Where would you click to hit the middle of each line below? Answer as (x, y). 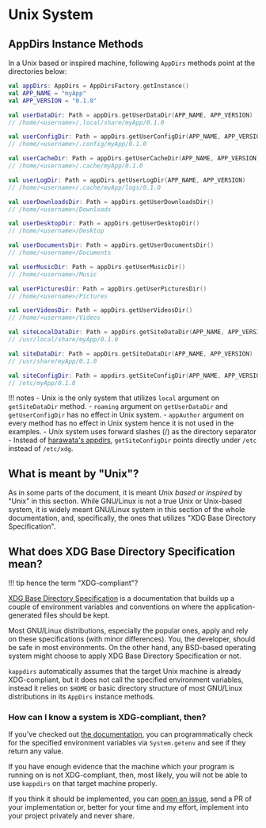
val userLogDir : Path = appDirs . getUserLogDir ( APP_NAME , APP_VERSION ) (127, 180)
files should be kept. (76, 615)
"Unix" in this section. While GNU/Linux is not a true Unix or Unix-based (125, 501)
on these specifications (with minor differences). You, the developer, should (132, 639)
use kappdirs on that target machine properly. (83, 784)
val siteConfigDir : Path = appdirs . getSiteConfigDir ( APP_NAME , (115, 375)
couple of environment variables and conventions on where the (112, 607)
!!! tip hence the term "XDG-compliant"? (73, 583)
